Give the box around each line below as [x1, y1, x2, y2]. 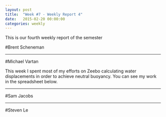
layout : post [5, 7, 32, 12]
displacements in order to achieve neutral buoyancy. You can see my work [5, 73, 157, 79]
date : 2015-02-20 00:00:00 [5, 16, 65, 21]
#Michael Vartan [5, 58, 39, 64]
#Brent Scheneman [5, 44, 44, 50]
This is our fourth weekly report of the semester [5, 35, 103, 41]
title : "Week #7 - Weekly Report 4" [5, 12, 83, 17]
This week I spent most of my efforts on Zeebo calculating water [5, 68, 137, 74]
